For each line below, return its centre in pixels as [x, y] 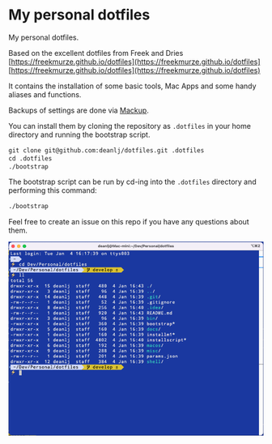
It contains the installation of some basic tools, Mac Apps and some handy [132, 86]
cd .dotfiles [30, 158]
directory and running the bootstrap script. [79, 134]
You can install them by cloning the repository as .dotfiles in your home [130, 126]
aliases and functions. [45, 94]
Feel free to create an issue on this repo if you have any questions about [129, 221]
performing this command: [53, 190]
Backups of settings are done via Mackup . [79, 110]
